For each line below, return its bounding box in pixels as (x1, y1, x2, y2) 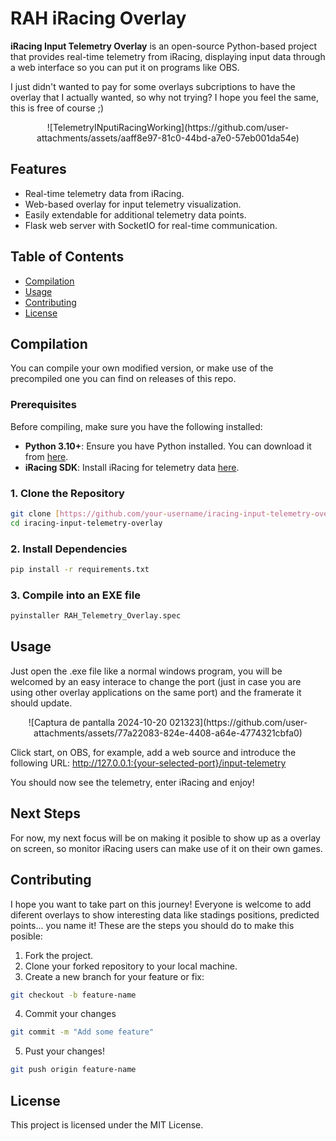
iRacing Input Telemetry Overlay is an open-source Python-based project (10, 40, 318, 52)
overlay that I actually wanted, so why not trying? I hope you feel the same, (10, 91, 319, 103)
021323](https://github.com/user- (169, 716, 308, 728)
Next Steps (10, 805, 81, 822)
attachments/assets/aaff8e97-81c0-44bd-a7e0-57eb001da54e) (36, 132, 300, 144)
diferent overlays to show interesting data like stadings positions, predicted (10, 908, 320, 921)
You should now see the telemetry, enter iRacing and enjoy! (10, 776, 255, 788)
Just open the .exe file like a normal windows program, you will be (10, 665, 283, 677)
